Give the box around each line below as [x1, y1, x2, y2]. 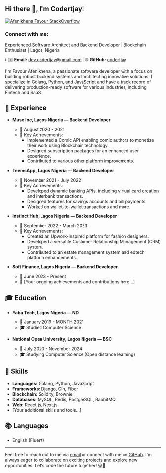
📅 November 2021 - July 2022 [19, 177, 82, 183]
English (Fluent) [12, 437, 44, 443]
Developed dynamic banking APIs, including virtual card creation [27, 188, 159, 194]
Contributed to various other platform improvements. [27, 158, 135, 164]
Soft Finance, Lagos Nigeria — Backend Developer [12, 263, 118, 270]
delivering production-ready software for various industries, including [5, 84, 147, 90]
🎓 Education [5, 294, 47, 302]
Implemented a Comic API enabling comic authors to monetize [27, 137, 154, 143]
